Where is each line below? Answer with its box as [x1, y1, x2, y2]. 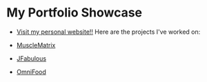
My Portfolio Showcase [6, 5, 143, 21]
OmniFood [16, 68, 46, 76]
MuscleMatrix [16, 41, 56, 49]
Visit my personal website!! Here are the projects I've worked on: [16, 28, 201, 36]
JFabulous [16, 54, 46, 63]
